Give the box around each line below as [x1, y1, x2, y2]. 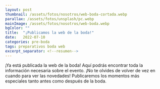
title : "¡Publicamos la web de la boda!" [5, 30, 94, 35]
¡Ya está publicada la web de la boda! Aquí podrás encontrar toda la [5, 62, 143, 68]
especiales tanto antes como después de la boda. [5, 78, 107, 84]
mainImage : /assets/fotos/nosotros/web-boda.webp [5, 21, 110, 26]
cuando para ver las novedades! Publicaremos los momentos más [5, 73, 140, 79]
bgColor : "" [5, 26, 30, 31]
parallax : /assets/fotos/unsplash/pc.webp [5, 16, 94, 21]
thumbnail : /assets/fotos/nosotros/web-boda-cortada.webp [5, 12, 127, 17]
